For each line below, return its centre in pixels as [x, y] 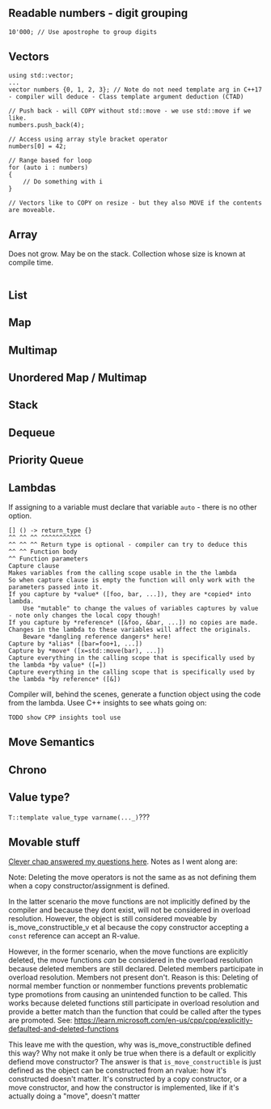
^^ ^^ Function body [43, 552]
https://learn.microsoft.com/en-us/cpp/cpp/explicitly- [163, 1020]
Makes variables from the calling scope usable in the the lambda [123, 573]
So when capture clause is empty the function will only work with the [131, 580]
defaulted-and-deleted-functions [64, 1029]
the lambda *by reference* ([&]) [65, 679]
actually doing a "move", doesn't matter [74, 1096]
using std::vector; [41, 75]
